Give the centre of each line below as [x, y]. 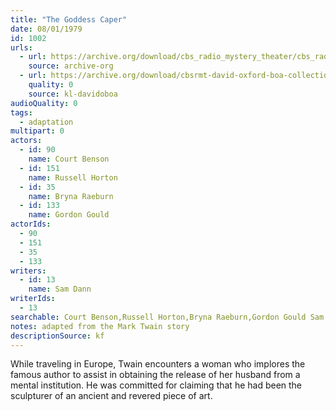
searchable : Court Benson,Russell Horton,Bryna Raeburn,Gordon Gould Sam [167, 317]
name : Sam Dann [60, 289]
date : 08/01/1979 [46, 29]
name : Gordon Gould [69, 215]
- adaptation [46, 122]
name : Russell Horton [73, 177]
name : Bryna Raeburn [71, 196]
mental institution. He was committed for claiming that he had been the [156, 385]
